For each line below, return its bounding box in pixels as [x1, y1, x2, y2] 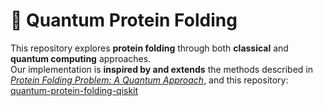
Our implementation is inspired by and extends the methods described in [10, 63, 313, 75]
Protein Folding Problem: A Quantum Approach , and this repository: [10, 74, 289, 86]
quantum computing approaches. [10, 52, 152, 64]
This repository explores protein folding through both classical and [10, 42, 289, 54]
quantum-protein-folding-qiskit [10, 84, 139, 96]
